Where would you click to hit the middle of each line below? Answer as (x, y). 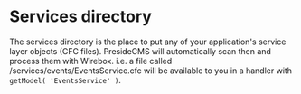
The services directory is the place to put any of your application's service (148, 42)
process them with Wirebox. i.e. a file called (91, 61)
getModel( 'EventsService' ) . (66, 80)
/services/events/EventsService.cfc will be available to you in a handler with (150, 70)
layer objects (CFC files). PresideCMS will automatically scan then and (140, 51)
